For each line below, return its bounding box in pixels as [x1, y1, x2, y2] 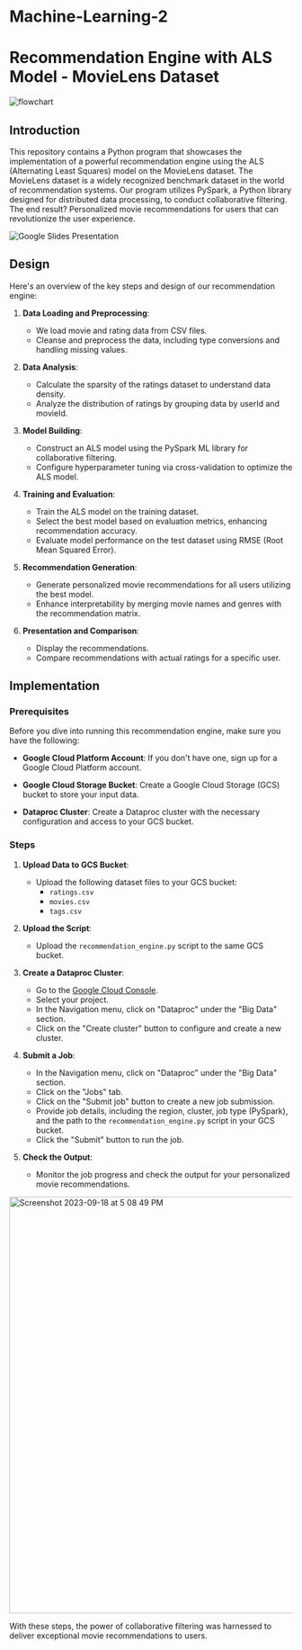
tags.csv [49, 907, 83, 916]
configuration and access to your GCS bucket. [22, 816, 194, 827]
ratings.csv [49, 888, 94, 897]
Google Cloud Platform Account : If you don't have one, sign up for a [22, 753, 278, 764]
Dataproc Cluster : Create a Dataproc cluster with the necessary [22, 807, 261, 818]
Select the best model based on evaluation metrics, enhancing [35, 516, 268, 526]
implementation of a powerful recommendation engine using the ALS [9, 156, 264, 166]
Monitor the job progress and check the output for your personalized [35, 1169, 290, 1179]
